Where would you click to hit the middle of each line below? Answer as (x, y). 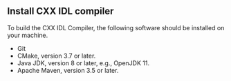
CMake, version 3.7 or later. (56, 56)
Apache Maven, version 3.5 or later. (68, 70)
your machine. (28, 35)
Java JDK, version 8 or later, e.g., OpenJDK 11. (83, 63)
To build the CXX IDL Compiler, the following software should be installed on (116, 27)
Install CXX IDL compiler (61, 11)
